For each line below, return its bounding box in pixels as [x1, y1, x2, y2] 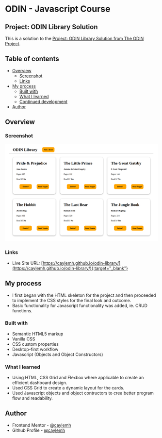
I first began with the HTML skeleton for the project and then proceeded [12, 292, 156, 298]
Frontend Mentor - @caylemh [12, 422, 71, 428]
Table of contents [5, 55, 59, 63]
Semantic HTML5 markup [12, 331, 64, 337]
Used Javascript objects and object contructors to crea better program [12, 390, 154, 396]
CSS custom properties [12, 341, 59, 347]
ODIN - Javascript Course [5, 3, 111, 15]
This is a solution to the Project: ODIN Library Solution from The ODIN [5, 35, 144, 41]
